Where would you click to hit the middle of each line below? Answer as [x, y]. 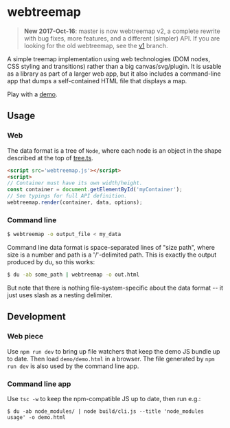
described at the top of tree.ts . [50, 158]
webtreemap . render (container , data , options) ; [75, 202]
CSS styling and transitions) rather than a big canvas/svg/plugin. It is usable [114, 66]
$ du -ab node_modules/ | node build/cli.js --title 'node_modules [106, 411]
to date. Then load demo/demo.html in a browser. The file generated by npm [111, 359]
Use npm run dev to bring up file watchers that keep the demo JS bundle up [114, 351]
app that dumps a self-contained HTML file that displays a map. [97, 81]
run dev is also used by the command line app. [73, 366]
